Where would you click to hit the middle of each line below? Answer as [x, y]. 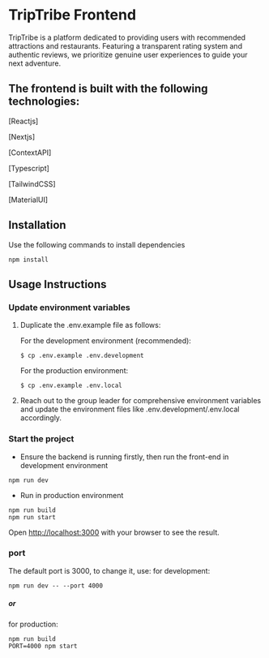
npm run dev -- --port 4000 [56, 586]
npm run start [32, 517]
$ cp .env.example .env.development [82, 356]
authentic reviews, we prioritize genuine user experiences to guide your [128, 54]
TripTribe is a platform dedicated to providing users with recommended [127, 37]
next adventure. [35, 63]
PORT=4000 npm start [43, 646]
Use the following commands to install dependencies [97, 244]
